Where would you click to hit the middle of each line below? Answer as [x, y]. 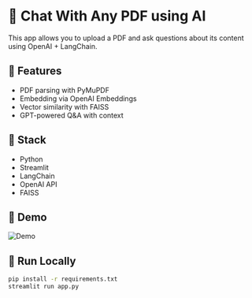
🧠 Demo [28, 217]
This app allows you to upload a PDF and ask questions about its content [126, 38]
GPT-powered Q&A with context [71, 115]
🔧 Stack [28, 140]
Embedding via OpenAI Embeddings [78, 99]
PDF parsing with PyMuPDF [65, 90]
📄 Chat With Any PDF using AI [107, 16]
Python [31, 159]
